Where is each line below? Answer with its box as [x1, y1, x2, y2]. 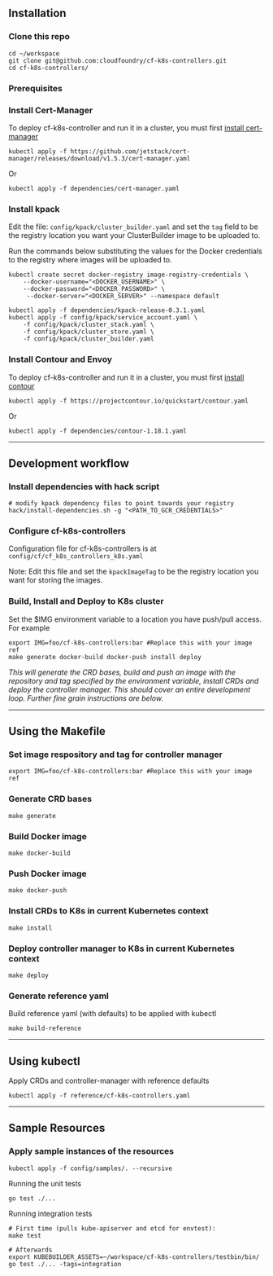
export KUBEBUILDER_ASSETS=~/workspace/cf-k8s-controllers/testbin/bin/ [8, 1252, 260, 1261]
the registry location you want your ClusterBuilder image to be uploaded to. [8, 231, 261, 240]
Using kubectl [8, 1054, 80, 1068]
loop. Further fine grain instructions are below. [8, 693, 164, 703]
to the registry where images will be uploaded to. [8, 255, 172, 265]
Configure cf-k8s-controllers [8, 526, 126, 537]
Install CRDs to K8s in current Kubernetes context [8, 905, 209, 917]
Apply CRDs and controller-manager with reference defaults [8, 1076, 210, 1086]
